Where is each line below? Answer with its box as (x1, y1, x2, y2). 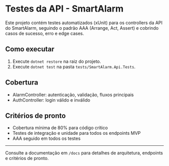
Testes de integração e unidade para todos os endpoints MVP (12, 130, 141, 136)
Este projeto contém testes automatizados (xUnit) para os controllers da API (5, 20, 162, 26)
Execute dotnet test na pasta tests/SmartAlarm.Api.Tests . (12, 63, 136, 69)
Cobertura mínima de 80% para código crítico (12, 125, 108, 131)
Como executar (5, 45, 54, 53)
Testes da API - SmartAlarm (5, 3, 124, 15)
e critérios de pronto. (5, 155, 49, 161)
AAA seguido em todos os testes (12, 135, 81, 141)
